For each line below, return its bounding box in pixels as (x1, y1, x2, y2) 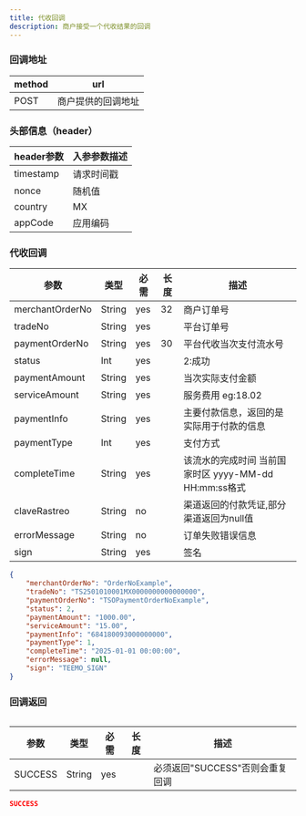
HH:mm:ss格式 (183, 481, 246, 494)
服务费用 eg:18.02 (183, 389, 262, 402)
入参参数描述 (72, 150, 128, 163)
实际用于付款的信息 (183, 420, 266, 433)
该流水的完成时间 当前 (183, 454, 278, 467)
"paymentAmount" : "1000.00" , (25, 613, 137, 622)
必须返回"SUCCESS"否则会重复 (153, 762, 288, 775)
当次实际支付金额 (183, 372, 257, 385)
